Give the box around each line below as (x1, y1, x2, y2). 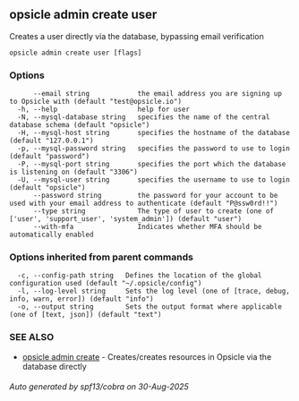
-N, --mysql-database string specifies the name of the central (17, 113, 270, 122)
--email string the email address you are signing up (32, 90, 282, 98)
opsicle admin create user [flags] (9, 48, 142, 57)
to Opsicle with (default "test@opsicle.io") (9, 98, 182, 107)
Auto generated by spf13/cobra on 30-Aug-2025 (9, 381, 190, 392)
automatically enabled (9, 230, 94, 240)
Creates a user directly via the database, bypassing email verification (9, 30, 264, 41)
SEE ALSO (9, 331, 55, 344)
